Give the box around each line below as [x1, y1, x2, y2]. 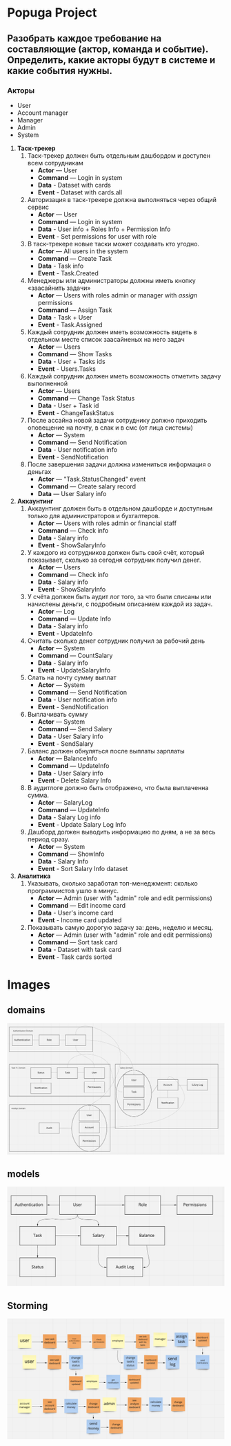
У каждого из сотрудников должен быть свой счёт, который [27, 548, 205, 556]
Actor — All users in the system [37, 247, 128, 255]
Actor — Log [37, 607, 74, 615]
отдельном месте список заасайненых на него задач [27, 335, 185, 343]
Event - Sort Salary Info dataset [37, 864, 128, 872]
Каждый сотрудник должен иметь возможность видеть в [27, 327, 198, 336]
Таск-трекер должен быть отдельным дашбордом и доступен [27, 151, 210, 160]
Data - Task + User [37, 313, 92, 321]
